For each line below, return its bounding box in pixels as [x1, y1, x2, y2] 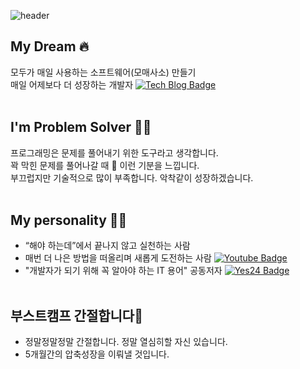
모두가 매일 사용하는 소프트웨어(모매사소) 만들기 [10, 66, 197, 78]
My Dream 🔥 [10, 38, 90, 55]
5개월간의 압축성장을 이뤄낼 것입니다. [24, 348, 170, 360]
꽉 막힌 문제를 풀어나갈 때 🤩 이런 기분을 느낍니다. [10, 159, 200, 171]
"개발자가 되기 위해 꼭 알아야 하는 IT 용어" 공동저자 [24, 265, 223, 277]
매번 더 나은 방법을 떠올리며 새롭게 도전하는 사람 [24, 252, 212, 264]
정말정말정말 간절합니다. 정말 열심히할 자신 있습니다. [24, 336, 228, 348]
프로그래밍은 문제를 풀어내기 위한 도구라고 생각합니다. [10, 146, 219, 159]
